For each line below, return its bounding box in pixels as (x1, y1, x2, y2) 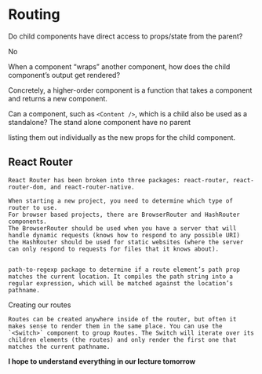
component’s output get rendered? (8, 70, 120, 79)
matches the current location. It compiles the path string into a (8, 273, 234, 280)
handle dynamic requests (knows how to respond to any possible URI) (8, 231, 241, 239)
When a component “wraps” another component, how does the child (8, 61, 231, 71)
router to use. (8, 203, 58, 211)
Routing (8, 5, 60, 24)
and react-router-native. (49, 183, 135, 191)
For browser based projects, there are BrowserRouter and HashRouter (8, 211, 241, 218)
